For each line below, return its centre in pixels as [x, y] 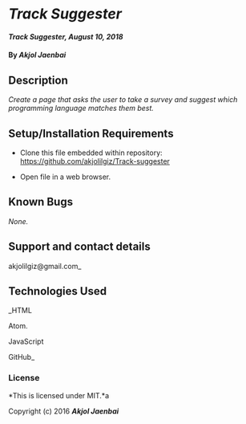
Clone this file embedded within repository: [91, 153]
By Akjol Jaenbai [37, 55]
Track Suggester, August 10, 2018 [66, 36]
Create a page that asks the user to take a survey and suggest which [123, 100]
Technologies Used [57, 291]
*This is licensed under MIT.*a [59, 395]
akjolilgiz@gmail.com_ [45, 266]
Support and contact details [79, 247]
